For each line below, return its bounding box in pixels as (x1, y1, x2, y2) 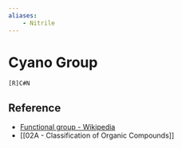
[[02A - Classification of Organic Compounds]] (19, 130, 175, 140)
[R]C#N (8, 80, 30, 88)
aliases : (8, 11, 38, 20)
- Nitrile (22, 19, 56, 27)
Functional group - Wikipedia (19, 123, 116, 132)
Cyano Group (8, 53, 98, 72)
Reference (8, 101, 61, 115)
